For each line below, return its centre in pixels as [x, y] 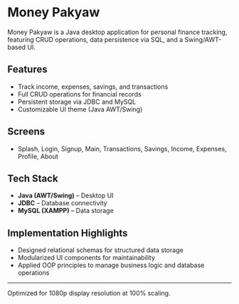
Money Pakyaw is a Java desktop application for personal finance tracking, [117, 32]
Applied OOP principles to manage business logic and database [111, 265]
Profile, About [38, 156]
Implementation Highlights [68, 233]
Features [27, 69]
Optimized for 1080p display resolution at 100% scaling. [89, 293]
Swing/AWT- [203, 39]
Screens [26, 132]
